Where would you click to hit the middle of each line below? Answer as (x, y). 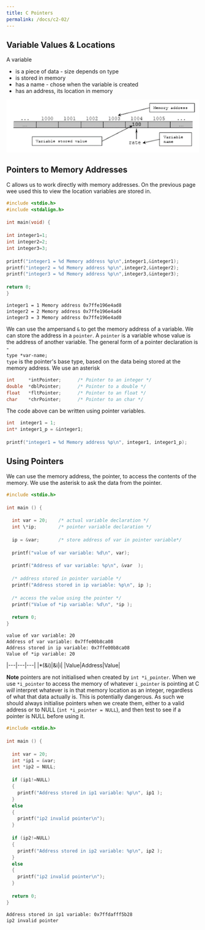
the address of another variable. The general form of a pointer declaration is (102, 342)
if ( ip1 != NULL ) (31, 780)
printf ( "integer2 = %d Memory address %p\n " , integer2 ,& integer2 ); (93, 268)
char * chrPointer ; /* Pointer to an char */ (75, 399)
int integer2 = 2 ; (27, 242)
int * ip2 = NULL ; (34, 767)
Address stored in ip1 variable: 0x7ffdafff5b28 (69, 914)
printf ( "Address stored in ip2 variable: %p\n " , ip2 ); (90, 851)
